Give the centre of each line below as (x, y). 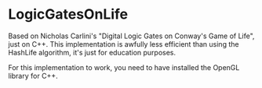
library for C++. (33, 76)
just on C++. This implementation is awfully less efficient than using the (124, 44)
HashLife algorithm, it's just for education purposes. (92, 52)
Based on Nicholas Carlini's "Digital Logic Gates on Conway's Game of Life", (131, 36)
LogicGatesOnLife (68, 14)
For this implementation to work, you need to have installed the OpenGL (124, 67)
